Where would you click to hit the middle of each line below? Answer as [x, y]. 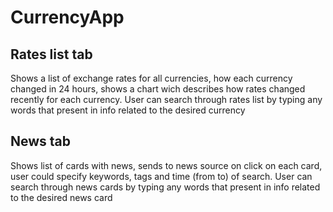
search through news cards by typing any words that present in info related [165, 187]
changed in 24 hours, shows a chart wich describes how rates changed [158, 89]
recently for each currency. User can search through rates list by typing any [166, 99]
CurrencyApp [67, 17]
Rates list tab [51, 54]
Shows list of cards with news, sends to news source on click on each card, [166, 165]
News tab [41, 141]
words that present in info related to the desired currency [128, 110]
